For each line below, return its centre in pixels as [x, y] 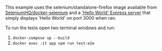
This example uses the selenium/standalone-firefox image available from [81, 7]
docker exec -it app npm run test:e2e [53, 43]
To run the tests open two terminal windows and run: [60, 28]
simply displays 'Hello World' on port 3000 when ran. [61, 18]
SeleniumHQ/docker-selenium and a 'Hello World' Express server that [78, 13]
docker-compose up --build [41, 38]
